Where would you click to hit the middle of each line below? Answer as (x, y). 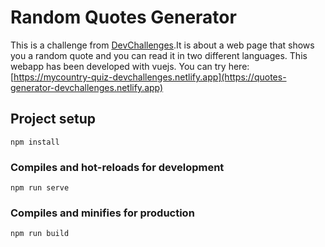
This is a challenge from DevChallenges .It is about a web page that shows (162, 45)
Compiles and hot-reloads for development (117, 167)
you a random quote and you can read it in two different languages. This (159, 55)
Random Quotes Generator (123, 17)
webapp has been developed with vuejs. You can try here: (130, 66)
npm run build (40, 234)
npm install (35, 142)
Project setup (53, 119)
